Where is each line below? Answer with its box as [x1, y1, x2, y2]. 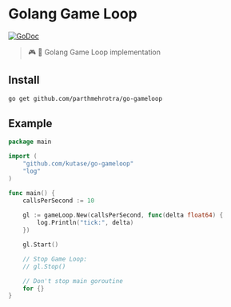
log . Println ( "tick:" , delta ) [37, 219, 134, 227]
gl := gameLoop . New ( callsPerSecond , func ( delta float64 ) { [22, 211, 224, 220]
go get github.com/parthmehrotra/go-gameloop [8, 94, 162, 102]
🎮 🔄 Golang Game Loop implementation [27, 47, 161, 57]
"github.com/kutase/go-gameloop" [22, 160, 134, 168]
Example [8, 117, 53, 130]
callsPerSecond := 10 [22, 197, 94, 205]
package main [8, 138, 52, 146]
